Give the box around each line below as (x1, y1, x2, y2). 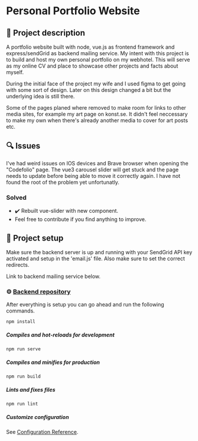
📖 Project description (6, 28, 86, 38)
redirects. (6, 261, 30, 268)
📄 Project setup (6, 233, 64, 243)
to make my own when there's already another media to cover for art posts (6, 117, 188, 124)
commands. (6, 307, 35, 315)
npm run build (6, 373, 41, 380)
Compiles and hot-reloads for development (6, 331, 115, 338)
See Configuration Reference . (6, 429, 79, 436)
